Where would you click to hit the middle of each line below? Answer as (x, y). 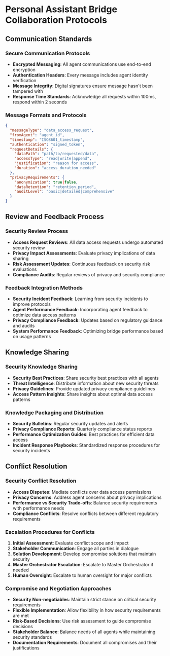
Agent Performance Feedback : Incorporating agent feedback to (80, 310)
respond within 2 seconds (40, 102)
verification (24, 80)
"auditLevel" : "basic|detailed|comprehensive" (64, 192)
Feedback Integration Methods (44, 287)
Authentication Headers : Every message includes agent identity (80, 75)
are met (21, 616)
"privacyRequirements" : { (37, 177)
